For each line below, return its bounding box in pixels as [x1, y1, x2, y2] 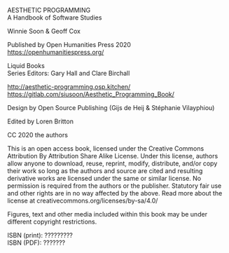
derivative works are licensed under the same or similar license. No [7, 175, 202, 182]
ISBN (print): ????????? [7, 231, 74, 239]
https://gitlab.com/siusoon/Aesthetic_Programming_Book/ [7, 90, 175, 98]
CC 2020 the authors [7, 131, 69, 139]
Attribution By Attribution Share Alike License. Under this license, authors [7, 152, 218, 160]
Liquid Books [7, 62, 46, 69]
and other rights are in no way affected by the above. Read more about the [7, 189, 223, 197]
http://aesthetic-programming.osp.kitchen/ [7, 83, 131, 90]
